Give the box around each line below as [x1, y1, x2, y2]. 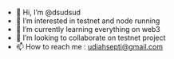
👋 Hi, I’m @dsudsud [15, 8, 81, 17]
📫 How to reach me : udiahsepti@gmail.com [15, 42, 164, 51]
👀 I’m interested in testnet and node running [15, 16, 160, 26]
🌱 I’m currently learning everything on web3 [15, 25, 161, 33]
